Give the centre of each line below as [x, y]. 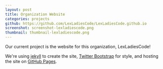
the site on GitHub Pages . [31, 61]
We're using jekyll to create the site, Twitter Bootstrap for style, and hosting [82, 56]
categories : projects [27, 19]
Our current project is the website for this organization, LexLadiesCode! [78, 47]
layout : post [19, 10]
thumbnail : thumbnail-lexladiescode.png [47, 33]
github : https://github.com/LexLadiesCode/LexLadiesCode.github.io [76, 23]
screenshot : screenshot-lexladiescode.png [49, 28]
